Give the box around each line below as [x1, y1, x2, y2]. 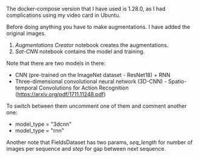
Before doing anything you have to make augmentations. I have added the [6, 24, 191, 30]
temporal [15, 84, 38, 91]
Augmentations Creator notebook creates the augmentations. [15, 42, 169, 48]
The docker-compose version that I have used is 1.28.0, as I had [6, 5, 166, 12]
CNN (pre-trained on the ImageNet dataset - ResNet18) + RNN [15, 71, 171, 78]
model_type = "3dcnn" [15, 120, 72, 128]
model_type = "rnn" [15, 127, 65, 134]
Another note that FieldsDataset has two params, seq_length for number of [6, 139, 193, 146]
